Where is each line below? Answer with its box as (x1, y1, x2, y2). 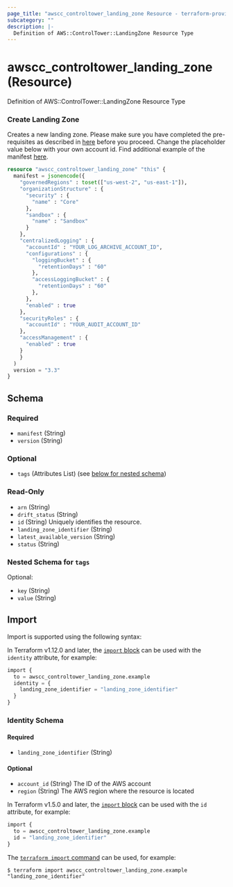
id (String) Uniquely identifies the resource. (17, 518, 142, 526)
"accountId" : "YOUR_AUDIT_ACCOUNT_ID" (25, 321, 141, 328)
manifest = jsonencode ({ (13, 173, 85, 179)
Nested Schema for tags (7, 557, 90, 567)
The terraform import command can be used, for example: (7, 853, 176, 861)
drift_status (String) (17, 510, 78, 518)
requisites (7, 138, 36, 146)
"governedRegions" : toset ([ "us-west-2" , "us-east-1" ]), (19, 179, 188, 186)
